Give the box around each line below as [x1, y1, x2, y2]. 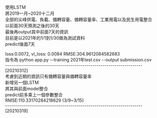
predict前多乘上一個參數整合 [5, 92, 63, 97]
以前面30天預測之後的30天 [5, 23, 59, 29]
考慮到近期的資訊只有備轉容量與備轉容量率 [5, 73, 92, 79]
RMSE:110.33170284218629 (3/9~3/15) [5, 97, 84, 103]
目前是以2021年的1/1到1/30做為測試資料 [5, 35, 85, 41]
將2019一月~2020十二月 [5, 10, 55, 16]
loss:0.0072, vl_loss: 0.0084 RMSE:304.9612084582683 [5, 51, 120, 57]
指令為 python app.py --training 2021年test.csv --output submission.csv [5, 57, 152, 62]
